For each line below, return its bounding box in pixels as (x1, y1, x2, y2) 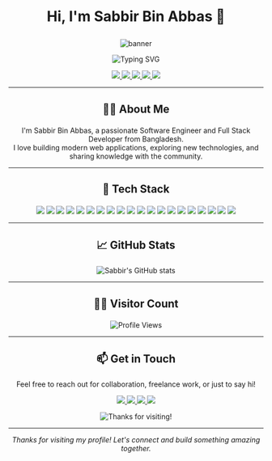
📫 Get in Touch (96, 352, 176, 366)
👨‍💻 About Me (102, 102, 170, 116)
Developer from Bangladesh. (88, 133, 184, 144)
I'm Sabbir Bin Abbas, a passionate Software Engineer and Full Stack (21, 125, 251, 135)
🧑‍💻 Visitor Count (93, 297, 179, 311)
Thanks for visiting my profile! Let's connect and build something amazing (11, 435, 261, 445)
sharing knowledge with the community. (69, 151, 203, 161)
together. (121, 444, 151, 454)
